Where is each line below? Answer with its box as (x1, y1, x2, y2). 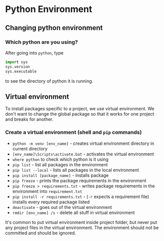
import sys (5, 59, 28, 65)
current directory (12, 145, 47, 151)
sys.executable (5, 69, 37, 74)
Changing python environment (5, 24, 103, 32)
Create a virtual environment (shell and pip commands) (5, 129, 142, 136)
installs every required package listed (12, 199, 90, 205)
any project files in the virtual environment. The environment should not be (5, 224, 159, 230)
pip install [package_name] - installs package (12, 172, 109, 178)
